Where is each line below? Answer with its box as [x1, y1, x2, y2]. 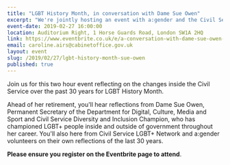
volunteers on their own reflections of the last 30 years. [7, 136, 164, 144]
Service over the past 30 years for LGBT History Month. [7, 87, 164, 95]
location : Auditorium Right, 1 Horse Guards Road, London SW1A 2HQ [7, 29, 204, 36]
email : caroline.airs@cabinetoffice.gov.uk [7, 42, 133, 49]
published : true [7, 61, 53, 68]
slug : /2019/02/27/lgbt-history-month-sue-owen [7, 55, 146, 62]
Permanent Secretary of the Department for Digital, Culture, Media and [7, 107, 207, 116]
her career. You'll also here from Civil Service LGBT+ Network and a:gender [7, 129, 220, 138]
